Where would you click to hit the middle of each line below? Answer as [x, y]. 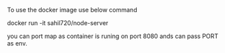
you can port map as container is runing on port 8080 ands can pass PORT [113, 36]
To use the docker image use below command [72, 10]
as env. [17, 43]
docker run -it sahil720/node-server [58, 23]
